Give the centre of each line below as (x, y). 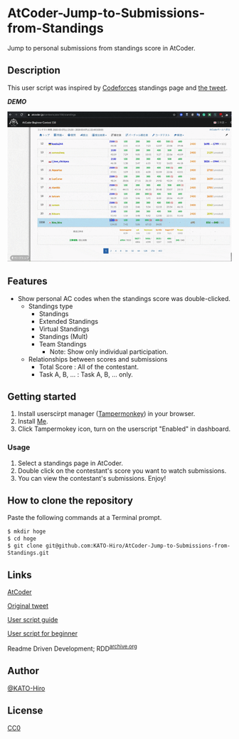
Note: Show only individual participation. (109, 352)
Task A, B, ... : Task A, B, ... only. (86, 374)
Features (27, 281)
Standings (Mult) (63, 336)
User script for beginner (43, 633)
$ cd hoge (22, 539)
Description (34, 70)
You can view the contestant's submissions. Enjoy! (92, 478)
